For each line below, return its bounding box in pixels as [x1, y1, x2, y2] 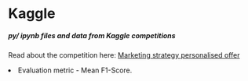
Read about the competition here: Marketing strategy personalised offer [8, 51, 240, 60]
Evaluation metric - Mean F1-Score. [18, 65, 133, 75]
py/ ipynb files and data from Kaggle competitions [8, 30, 176, 40]
